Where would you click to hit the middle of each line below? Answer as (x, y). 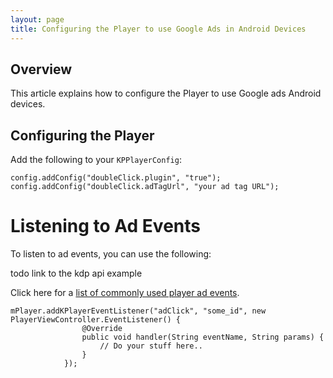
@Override (102, 329)
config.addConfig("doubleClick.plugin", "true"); (116, 178)
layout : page (37, 19)
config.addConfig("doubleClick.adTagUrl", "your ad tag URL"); (145, 187)
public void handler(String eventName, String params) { (203, 337)
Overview (41, 69)
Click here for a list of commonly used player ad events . (125, 293)
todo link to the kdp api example (76, 273)
